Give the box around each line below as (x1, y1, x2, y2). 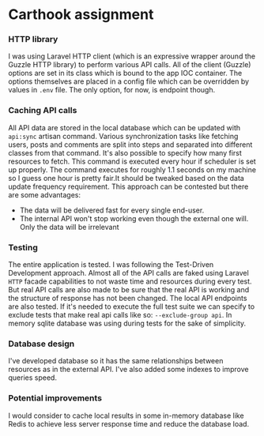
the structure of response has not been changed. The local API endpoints (8, 294, 247, 303)
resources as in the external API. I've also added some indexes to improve (8, 365, 249, 374)
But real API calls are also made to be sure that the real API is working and (8, 285, 250, 295)
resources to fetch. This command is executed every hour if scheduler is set (8, 156, 257, 166)
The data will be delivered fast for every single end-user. (19, 205, 205, 215)
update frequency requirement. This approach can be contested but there (8, 182, 249, 191)
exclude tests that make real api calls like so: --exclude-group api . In (8, 310, 232, 320)
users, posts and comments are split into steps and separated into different (8, 140, 253, 149)
